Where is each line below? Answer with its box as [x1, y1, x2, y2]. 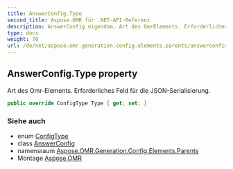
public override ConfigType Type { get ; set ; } [7, 100, 148, 107]
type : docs [7, 29, 39, 37]
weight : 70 [7, 36, 39, 43]
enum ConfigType [17, 132, 69, 140]
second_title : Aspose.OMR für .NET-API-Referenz [7, 17, 150, 24]
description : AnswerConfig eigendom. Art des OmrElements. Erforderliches [7, 23, 228, 30]
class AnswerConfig [17, 139, 75, 148]
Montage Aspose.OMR [17, 154, 82, 162]
